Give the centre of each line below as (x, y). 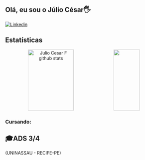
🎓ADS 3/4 (22, 138)
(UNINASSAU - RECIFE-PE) (33, 153)
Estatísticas (24, 40)
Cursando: (18, 121)
